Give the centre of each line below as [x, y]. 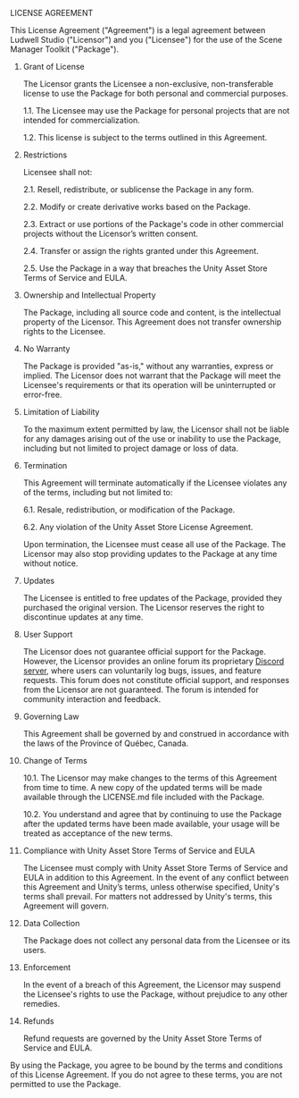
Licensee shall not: [58, 172]
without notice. [50, 563]
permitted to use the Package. [66, 1084]
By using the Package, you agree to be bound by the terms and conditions [147, 1065]
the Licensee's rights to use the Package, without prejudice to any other [155, 994]
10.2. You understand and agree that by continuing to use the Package [152, 814]
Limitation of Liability [61, 412]
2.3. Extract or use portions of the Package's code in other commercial [153, 224]
